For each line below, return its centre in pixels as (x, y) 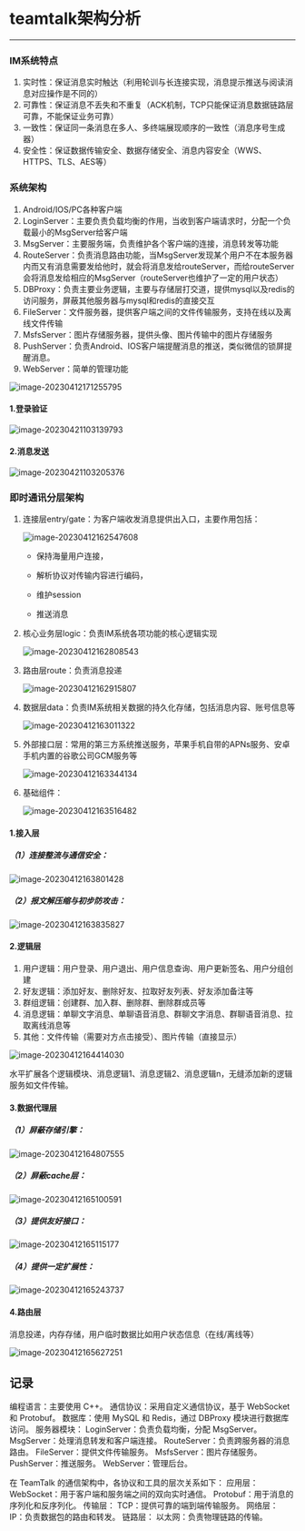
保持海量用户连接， (72, 556)
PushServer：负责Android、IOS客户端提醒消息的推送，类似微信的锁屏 (153, 346)
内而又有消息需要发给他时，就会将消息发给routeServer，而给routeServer (158, 266)
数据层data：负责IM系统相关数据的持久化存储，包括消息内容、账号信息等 (159, 707)
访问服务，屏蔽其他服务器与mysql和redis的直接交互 (118, 300)
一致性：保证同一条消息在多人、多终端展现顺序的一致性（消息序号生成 (154, 127)
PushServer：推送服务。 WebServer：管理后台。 (101, 1464)
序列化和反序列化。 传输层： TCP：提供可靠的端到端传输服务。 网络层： (144, 1506)
